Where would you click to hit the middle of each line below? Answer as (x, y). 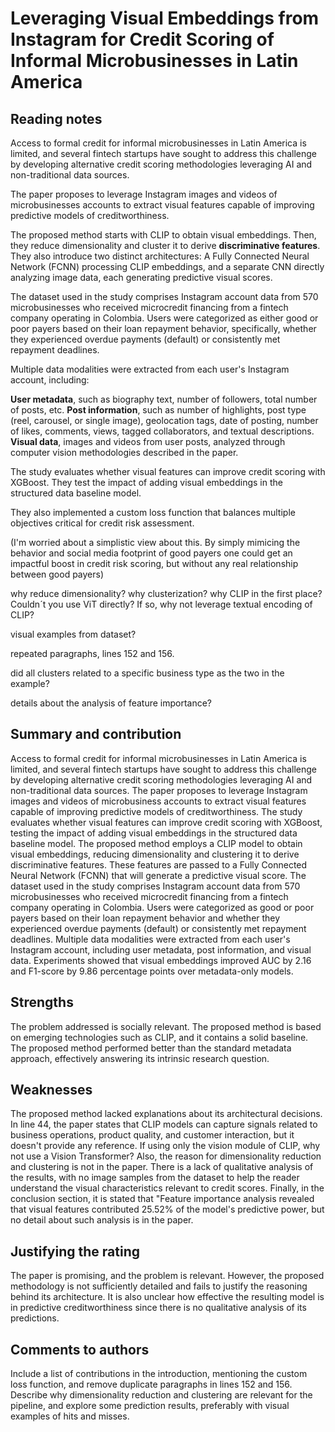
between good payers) (57, 574)
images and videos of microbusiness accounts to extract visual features (158, 801)
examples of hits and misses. (70, 1416)
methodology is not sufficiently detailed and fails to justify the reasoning (159, 1286)
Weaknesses (51, 1090)
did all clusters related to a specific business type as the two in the (147, 673)
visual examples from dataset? (73, 634)
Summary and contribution (96, 734)
